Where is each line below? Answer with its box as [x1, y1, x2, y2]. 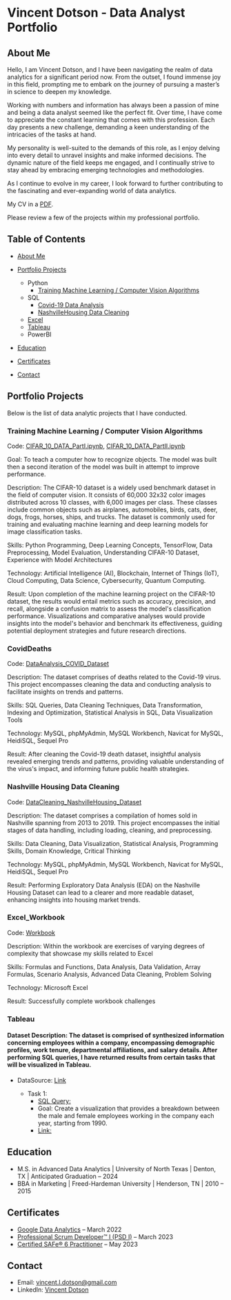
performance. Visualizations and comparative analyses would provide [7, 611, 205, 620]
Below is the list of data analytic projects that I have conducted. [7, 408, 188, 417]
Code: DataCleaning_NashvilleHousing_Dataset [7, 797, 142, 806]
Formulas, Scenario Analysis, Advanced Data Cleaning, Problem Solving [7, 970, 212, 978]
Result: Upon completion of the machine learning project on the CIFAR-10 [7, 590, 216, 598]
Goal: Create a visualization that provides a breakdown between [37, 1104, 220, 1112]
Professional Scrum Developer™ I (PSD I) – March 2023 [17, 1232, 174, 1240]
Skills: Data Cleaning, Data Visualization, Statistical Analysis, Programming [7, 839, 219, 847]
